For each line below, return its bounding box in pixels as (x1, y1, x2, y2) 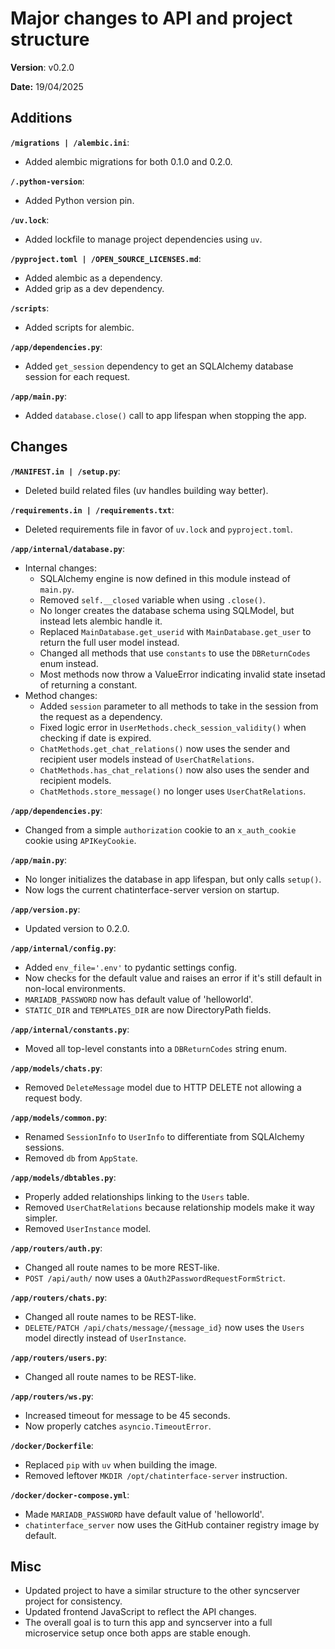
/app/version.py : (10, 903, 81, 915)
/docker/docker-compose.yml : (10, 1488, 130, 1501)
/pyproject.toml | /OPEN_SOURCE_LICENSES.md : (10, 252, 202, 264)
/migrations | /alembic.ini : (10, 136, 130, 148)
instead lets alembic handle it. (39, 615, 163, 627)
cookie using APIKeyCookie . (24, 834, 137, 846)
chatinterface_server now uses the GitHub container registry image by (24, 1518, 320, 1531)
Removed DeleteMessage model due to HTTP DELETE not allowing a (24, 1081, 302, 1093)
